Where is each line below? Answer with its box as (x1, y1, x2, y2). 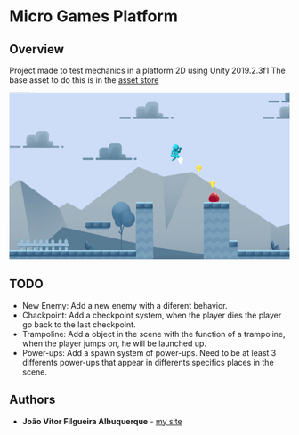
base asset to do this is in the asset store (9, 75, 159, 85)
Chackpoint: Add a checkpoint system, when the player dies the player (21, 310, 282, 320)
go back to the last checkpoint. (21, 318, 136, 330)
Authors (9, 392, 56, 407)
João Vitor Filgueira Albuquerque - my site (21, 415, 182, 426)
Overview (9, 42, 65, 57)
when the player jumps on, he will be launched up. (21, 338, 207, 349)
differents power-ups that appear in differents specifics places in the (21, 357, 274, 367)
